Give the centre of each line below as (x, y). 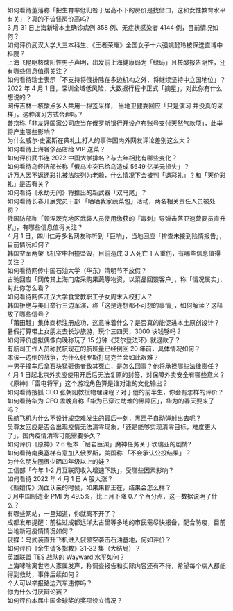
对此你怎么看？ (28, 288)
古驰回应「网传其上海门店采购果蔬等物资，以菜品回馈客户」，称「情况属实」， (116, 279)
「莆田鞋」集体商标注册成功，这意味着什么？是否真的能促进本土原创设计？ (113, 323)
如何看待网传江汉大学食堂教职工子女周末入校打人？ (80, 296)
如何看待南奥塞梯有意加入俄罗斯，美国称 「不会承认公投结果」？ (99, 453)
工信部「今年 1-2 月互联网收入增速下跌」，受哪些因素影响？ (91, 470)
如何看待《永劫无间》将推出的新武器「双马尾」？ (77, 192)
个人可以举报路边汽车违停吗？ (50, 583)
